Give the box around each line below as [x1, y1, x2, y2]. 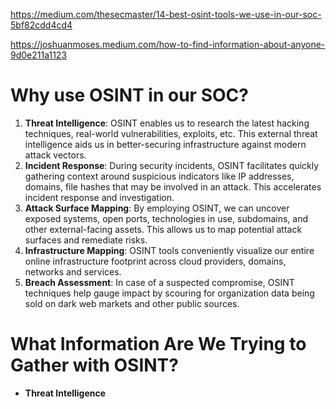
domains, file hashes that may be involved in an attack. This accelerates [24, 180, 322, 193]
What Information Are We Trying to [10, 333, 307, 356]
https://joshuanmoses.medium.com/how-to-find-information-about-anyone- [10, 39, 326, 50]
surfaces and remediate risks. [24, 234, 148, 246]
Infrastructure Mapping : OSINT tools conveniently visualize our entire [24, 244, 315, 256]
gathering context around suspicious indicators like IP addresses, [24, 170, 295, 182]
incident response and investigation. [24, 191, 175, 203]
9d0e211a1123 [10, 49, 68, 61]
